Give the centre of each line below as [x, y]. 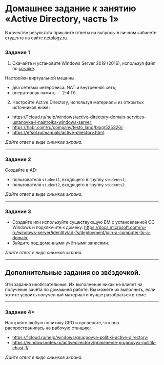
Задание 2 [18, 159]
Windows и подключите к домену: [48, 227]
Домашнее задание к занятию [71, 9]
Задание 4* [20, 312]
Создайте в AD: [21, 170]
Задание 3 [18, 211]
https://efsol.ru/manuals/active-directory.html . [59, 132]
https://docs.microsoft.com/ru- [115, 227]
